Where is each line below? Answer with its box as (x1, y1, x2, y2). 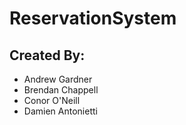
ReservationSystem (9, 7, 177, 30)
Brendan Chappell (23, 84, 99, 96)
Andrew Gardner (23, 73, 93, 85)
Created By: (9, 47, 86, 64)
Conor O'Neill (23, 95, 81, 106)
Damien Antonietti (23, 105, 98, 117)
